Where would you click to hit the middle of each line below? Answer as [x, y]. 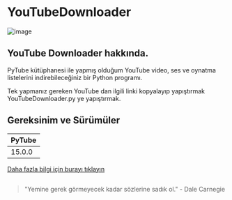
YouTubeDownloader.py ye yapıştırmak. [64, 98]
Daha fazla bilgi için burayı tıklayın [56, 169]
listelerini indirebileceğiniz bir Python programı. [75, 77]
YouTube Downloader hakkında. [78, 53]
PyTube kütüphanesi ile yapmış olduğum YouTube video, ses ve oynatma [111, 70]
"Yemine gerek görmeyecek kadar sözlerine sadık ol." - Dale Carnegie [124, 189]
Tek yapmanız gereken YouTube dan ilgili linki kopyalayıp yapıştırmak [106, 91]
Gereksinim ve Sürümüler [64, 120]
